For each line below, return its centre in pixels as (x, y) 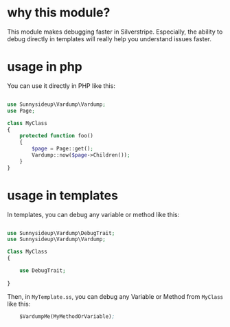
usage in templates (63, 195)
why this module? (59, 13)
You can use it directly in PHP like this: (61, 86)
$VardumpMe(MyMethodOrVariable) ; (67, 316)
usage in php (45, 67)
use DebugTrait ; (43, 271)
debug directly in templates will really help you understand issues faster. (109, 38)
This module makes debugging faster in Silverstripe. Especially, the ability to (115, 32)
